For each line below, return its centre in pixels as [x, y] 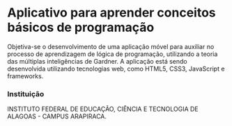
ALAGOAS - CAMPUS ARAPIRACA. [57, 116]
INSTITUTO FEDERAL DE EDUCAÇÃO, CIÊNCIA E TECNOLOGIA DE [103, 109]
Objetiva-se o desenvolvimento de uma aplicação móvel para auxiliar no [111, 46]
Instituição [26, 93]
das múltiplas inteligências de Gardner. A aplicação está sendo [97, 61]
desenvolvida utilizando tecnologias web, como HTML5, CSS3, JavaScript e [116, 69]
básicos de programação [81, 27]
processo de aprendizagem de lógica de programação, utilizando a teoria [113, 54]
